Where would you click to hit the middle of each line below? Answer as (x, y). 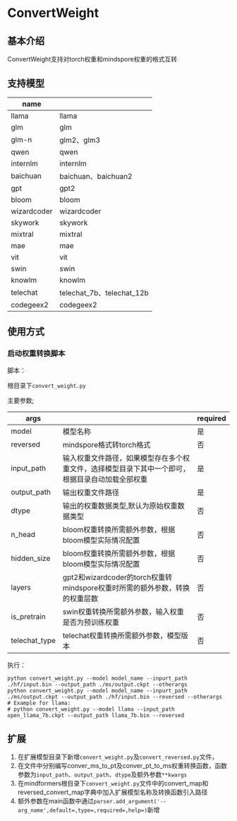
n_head (23, 534)
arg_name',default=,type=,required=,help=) (83, 810)
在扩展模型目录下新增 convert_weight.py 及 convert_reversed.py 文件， (118, 757)
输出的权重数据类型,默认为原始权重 (120, 505)
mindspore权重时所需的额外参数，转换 (126, 588)
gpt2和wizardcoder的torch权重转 (117, 577)
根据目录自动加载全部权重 (105, 479)
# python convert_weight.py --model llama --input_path (91, 709)
